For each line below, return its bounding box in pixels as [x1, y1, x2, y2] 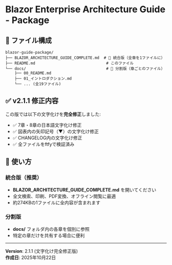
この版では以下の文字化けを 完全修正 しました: [5, 111, 101, 117]
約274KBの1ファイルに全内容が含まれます [12, 199, 101, 205]
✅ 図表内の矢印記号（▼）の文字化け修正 [12, 128, 99, 134]
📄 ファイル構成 [5, 36, 52, 44]
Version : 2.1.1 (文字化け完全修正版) [5, 248, 78, 254]
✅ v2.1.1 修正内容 [5, 97, 59, 105]
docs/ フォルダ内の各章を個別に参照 [12, 226, 90, 232]
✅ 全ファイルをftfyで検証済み [12, 141, 75, 147]
